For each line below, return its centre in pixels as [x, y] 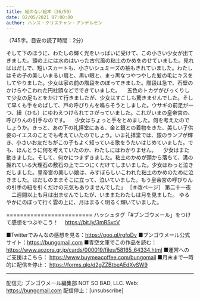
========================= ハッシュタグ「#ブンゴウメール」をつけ [99, 215]
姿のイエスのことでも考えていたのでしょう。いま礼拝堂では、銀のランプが [97, 135]
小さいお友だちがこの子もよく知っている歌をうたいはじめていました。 [102, 143]
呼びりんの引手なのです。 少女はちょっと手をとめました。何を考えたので [98, 120]
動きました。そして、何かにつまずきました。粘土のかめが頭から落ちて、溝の [100, 157]
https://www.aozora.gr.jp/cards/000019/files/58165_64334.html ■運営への [98, 250]
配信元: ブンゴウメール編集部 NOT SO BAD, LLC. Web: [72, 283]
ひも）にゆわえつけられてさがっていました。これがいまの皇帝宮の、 [110, 113]
